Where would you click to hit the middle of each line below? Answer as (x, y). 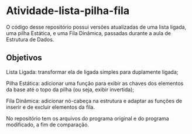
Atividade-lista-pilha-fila (68, 11)
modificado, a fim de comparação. (48, 125)
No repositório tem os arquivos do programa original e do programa (88, 118)
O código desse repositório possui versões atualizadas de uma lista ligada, (96, 27)
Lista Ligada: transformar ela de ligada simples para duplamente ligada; (92, 72)
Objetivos (24, 58)
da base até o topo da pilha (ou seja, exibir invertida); (70, 90)
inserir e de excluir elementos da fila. (51, 107)
